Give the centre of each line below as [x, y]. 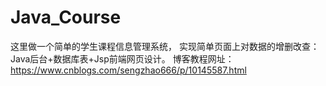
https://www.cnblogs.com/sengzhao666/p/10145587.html [128, 70]
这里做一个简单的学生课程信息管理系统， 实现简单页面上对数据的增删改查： [165, 46]
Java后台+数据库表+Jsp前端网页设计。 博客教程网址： [122, 58]
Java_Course [66, 17]
